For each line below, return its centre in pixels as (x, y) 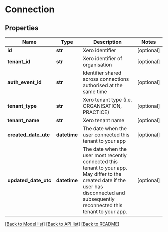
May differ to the (102, 174)
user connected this (106, 135)
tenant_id (19, 61)
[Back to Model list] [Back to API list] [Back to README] (62, 224)
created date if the (104, 180)
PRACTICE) (96, 112)
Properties (22, 28)
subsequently (99, 199)
